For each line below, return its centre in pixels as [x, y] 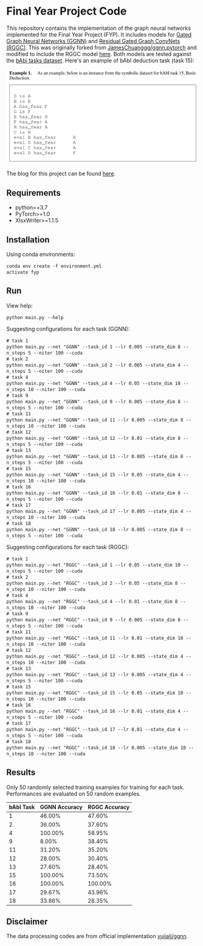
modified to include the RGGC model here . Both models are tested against [99, 54]
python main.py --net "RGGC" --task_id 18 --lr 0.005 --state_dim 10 [96, 747]
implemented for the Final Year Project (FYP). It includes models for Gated [99, 34]
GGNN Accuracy [61, 807]
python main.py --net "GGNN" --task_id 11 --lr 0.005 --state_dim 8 [95, 420]
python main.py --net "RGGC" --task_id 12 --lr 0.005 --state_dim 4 [95, 656]
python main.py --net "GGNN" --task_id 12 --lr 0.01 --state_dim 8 [94, 438]
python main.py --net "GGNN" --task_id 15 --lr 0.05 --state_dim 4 [94, 475]
